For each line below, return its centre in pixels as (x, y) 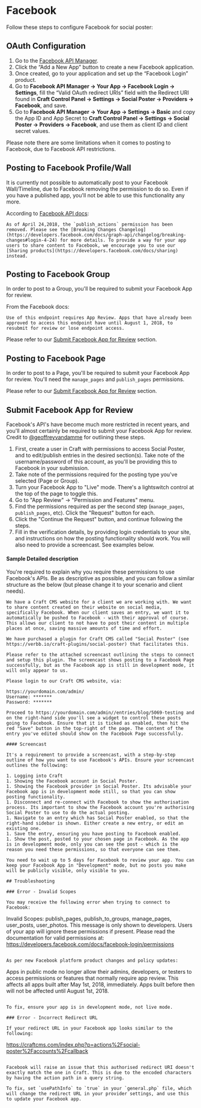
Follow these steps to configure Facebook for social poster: (79, 27)
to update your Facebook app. (44, 1099)
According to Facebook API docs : (48, 213)
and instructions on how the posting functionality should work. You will (102, 538)
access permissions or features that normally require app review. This (92, 978)
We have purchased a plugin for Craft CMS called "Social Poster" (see (97, 639)
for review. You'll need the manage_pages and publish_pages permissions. (95, 379)
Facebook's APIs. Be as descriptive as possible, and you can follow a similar (100, 578)
